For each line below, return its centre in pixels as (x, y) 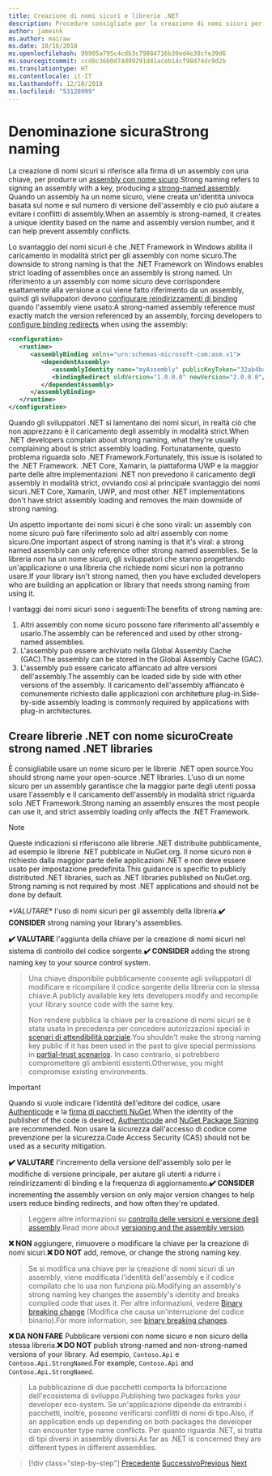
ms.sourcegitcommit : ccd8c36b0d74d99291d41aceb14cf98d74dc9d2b (117, 62)
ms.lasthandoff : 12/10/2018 (56, 83)
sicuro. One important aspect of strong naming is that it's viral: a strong (126, 542)
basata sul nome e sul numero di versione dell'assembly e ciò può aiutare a (134, 205)
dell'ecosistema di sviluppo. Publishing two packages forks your (134, 1396)
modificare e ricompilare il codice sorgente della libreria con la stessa (144, 986)
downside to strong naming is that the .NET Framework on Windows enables (136, 264)
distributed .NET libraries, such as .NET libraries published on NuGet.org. (130, 877)
